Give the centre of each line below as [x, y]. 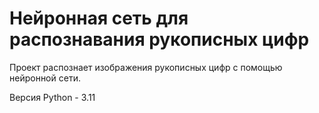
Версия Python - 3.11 [52, 97]
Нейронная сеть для [99, 18]
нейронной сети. [45, 78]
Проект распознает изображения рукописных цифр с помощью [146, 67]
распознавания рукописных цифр [159, 39]
